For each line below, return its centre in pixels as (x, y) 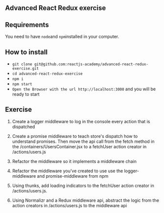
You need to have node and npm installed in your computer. (62, 37)
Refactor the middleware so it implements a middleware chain (74, 161)
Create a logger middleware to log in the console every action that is (81, 121)
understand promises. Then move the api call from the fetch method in (83, 141)
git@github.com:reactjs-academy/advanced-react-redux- (91, 64)
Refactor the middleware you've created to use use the (68, 171)
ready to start (26, 94)
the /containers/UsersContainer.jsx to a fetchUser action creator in (79, 146)
